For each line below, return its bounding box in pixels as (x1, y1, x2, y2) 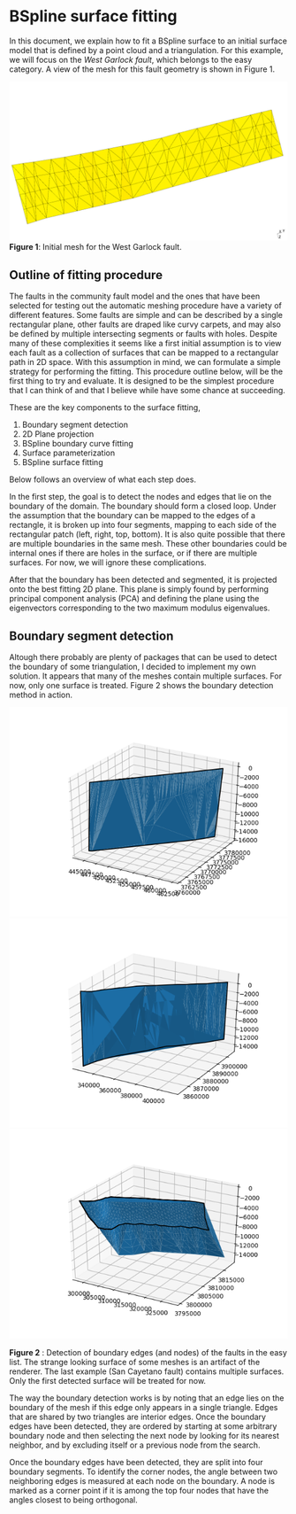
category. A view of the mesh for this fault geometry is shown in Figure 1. (9, 64, 276, 74)
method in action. (9, 689, 73, 700)
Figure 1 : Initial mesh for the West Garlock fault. (9, 242, 183, 252)
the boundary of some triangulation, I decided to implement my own (9, 662, 256, 672)
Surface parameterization (21, 447, 116, 458)
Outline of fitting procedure (9, 268, 163, 283)
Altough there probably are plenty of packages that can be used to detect (9, 652, 277, 662)
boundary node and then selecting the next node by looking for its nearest (9, 1431, 280, 1440)
